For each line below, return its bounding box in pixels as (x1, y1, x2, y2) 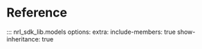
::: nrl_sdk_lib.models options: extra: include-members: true (6, 28, 176, 36)
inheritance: (6, 35, 41, 43)
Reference (6, 5, 67, 21)
